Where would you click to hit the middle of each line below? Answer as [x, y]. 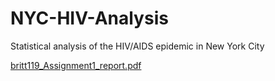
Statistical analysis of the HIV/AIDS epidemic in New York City [137, 46]
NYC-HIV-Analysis [89, 18]
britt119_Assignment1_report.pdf [76, 65]
